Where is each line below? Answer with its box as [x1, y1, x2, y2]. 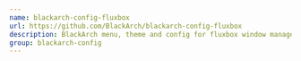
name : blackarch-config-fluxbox [9, 13, 130, 22]
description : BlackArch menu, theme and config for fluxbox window [9, 30, 267, 39]
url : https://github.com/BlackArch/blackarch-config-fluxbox [9, 22, 243, 30]
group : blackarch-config [9, 38, 102, 48]
